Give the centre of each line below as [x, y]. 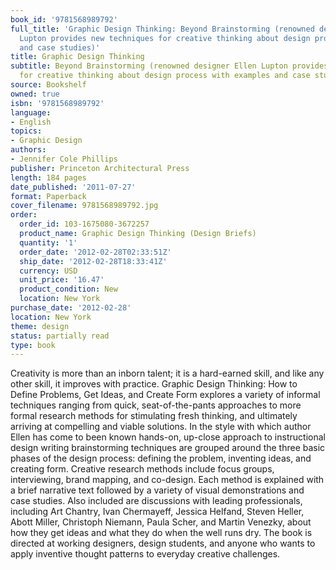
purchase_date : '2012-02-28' [71, 308]
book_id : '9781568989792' [64, 19]
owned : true [35, 94]
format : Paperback [48, 196]
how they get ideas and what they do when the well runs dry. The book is [161, 533]
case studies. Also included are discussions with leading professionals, [156, 501]
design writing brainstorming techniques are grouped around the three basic [168, 448]
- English [31, 122]
